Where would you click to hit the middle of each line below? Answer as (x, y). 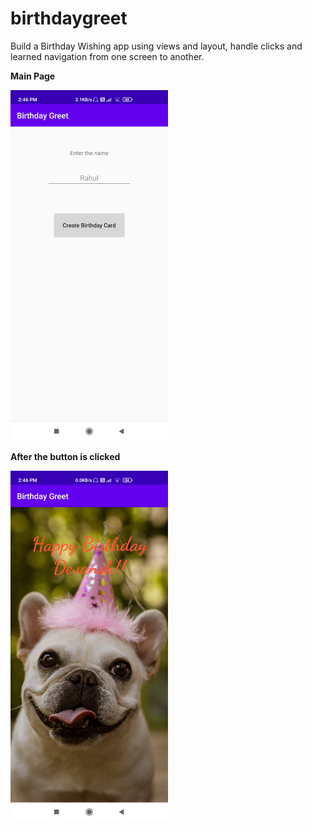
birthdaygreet (69, 18)
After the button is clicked (65, 456)
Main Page (33, 76)
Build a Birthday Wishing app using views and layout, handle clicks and (156, 46)
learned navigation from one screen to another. (107, 56)
